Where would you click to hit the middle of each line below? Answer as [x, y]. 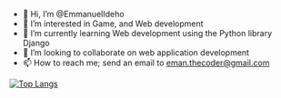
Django [36, 43]
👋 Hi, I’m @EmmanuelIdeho [73, 14]
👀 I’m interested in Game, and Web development [113, 24]
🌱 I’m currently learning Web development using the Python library [147, 33]
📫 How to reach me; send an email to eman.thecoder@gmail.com [146, 63]
